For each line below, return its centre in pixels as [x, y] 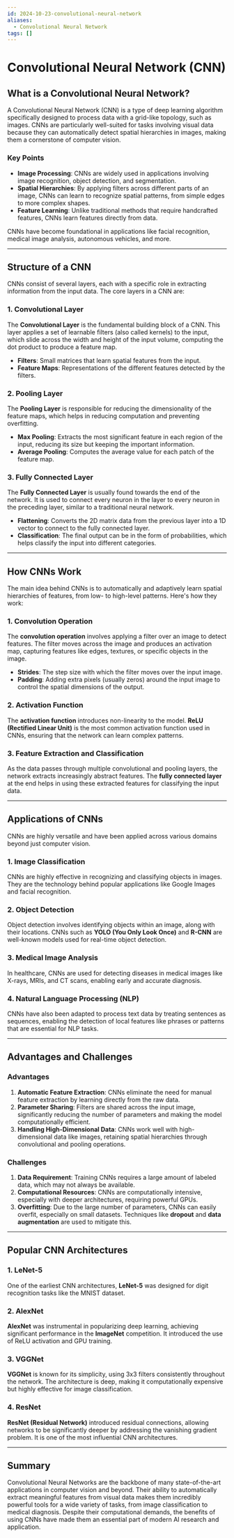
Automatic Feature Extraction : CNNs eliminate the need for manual [115, 1092]
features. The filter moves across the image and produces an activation [110, 644]
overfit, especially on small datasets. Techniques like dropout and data [119, 1214]
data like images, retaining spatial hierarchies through [131, 1137]
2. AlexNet [25, 1311]
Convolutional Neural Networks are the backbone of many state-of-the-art [114, 1482]
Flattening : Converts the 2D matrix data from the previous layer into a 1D [122, 521]
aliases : [20, 20]
